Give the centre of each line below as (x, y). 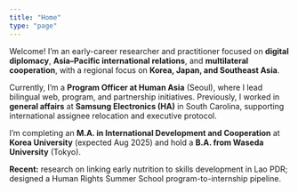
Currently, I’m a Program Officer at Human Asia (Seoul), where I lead (136, 87)
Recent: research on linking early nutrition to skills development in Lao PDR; (149, 169)
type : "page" (33, 26)
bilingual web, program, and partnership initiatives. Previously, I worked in (145, 96)
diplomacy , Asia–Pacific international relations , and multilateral (129, 60)
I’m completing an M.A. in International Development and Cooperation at (145, 133)
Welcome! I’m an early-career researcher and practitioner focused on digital (149, 51)
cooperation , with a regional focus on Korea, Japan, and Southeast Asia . (145, 70)
